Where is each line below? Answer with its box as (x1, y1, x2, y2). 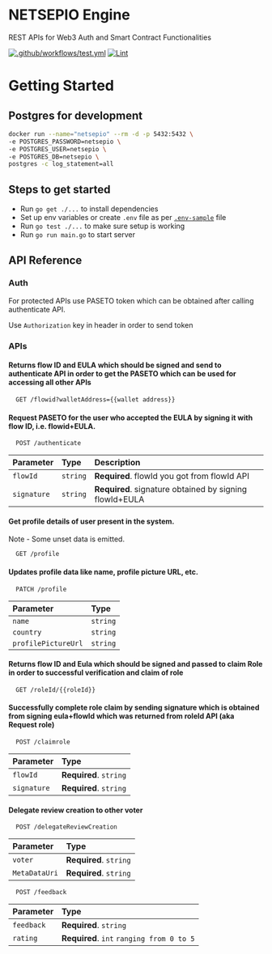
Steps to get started (8, 182, 111, 196)
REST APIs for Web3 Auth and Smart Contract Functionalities (8, 32, 212, 42)
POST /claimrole (15, 738, 70, 746)
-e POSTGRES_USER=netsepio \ (8, 145, 107, 153)
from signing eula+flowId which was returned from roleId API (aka (8, 711, 235, 721)
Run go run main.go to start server (19, 230, 136, 240)
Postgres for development (8, 108, 143, 122)
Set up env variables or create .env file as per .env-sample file (19, 213, 227, 223)
